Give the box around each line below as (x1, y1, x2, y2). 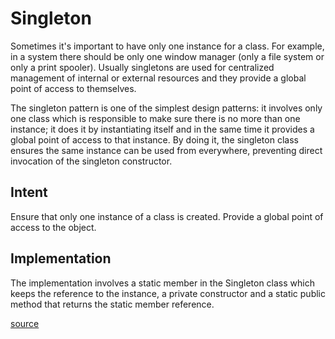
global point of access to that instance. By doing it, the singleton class (10, 133, 299, 146)
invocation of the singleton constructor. (10, 155, 173, 167)
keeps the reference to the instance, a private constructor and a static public (10, 287, 326, 299)
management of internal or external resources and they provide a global (10, 72, 307, 84)
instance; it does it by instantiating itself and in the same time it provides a (10, 123, 315, 135)
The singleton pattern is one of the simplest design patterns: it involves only (10, 102, 323, 114)
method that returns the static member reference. (10, 298, 215, 310)
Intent (10, 184, 48, 201)
